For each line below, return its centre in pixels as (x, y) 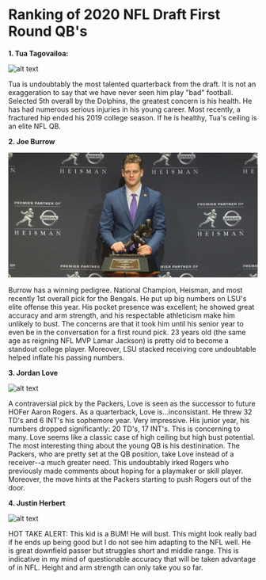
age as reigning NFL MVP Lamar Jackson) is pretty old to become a (119, 340)
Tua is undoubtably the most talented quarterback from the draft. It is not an (132, 84)
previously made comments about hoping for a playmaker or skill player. (126, 471)
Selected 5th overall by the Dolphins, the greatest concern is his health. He (130, 101)
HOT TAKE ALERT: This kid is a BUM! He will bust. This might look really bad (133, 533)
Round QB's (48, 31)
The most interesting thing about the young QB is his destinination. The (124, 445)
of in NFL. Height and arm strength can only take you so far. (106, 567)
